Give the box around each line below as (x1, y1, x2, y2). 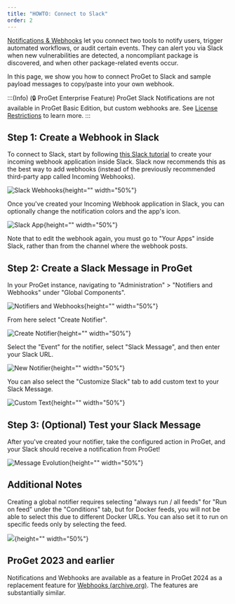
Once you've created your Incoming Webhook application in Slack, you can (7, 199, 224, 208)
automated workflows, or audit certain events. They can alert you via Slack (7, 44, 224, 52)
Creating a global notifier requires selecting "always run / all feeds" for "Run (7, 497, 227, 506)
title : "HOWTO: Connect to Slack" (7, 10, 109, 18)
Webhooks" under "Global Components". (7, 289, 126, 297)
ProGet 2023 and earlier (7, 555, 115, 567)
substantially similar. (7, 588, 67, 597)
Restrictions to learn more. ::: (7, 111, 91, 119)
